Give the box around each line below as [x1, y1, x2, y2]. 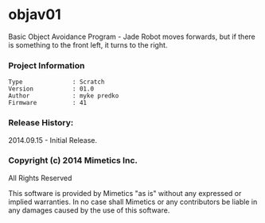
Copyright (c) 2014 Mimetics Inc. [8, 155, 138, 166]
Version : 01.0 [8, 85, 94, 93]
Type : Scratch [8, 78, 105, 87]
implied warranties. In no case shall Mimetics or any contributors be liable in [8, 197, 258, 206]
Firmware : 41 [8, 99, 88, 107]
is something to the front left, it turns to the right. [8, 40, 168, 49]
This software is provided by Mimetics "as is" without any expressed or [8, 188, 242, 198]
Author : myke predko [8, 92, 119, 100]
